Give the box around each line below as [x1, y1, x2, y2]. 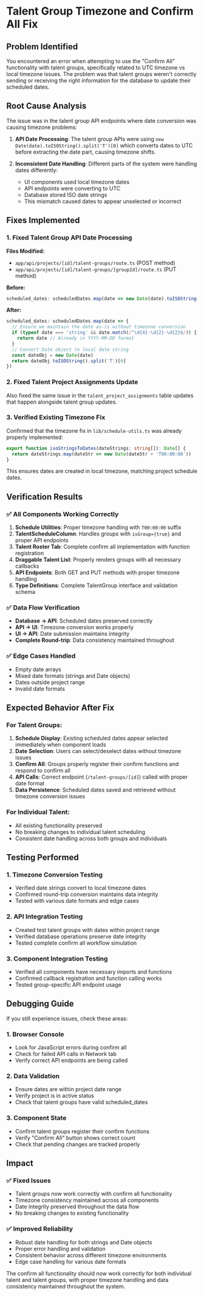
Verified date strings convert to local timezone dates [15, 884, 146, 892]
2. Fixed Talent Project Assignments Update [6, 378, 138, 387]
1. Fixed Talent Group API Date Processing [6, 233, 132, 242]
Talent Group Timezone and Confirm [6, 4, 194, 18]
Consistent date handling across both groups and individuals [15, 835, 167, 842]
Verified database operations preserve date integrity [15, 932, 147, 940]
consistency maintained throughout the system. [6, 1283, 126, 1290]
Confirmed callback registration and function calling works [15, 974, 162, 982]
